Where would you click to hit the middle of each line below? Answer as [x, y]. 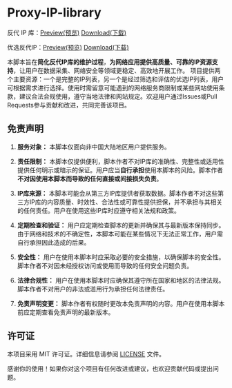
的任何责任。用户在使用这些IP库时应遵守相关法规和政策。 [99, 210]
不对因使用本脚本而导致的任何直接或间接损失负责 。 [90, 178]
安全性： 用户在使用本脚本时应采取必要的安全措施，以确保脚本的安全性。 [121, 257]
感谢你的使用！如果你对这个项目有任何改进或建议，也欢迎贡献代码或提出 [110, 368]
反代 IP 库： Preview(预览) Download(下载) [67, 32]
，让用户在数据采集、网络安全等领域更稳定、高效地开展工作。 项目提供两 [117, 70]
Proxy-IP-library [54, 13]
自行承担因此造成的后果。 [54, 242]
